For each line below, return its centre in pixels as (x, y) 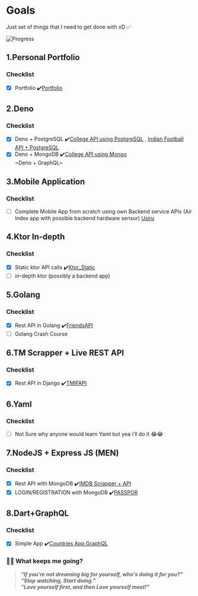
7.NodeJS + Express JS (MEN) (63, 453)
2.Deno (20, 109)
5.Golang (23, 295)
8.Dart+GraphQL (38, 514)
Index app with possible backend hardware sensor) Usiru (84, 219)
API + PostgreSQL (37, 148)
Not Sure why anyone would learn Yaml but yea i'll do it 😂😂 (89, 434)
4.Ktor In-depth (36, 237)
